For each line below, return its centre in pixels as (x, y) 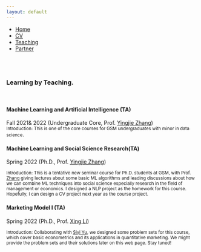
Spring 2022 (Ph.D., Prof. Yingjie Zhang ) (56, 162)
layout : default (27, 12)
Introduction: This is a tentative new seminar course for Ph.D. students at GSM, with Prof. (99, 173)
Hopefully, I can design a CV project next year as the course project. (77, 194)
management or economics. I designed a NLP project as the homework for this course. (96, 189)
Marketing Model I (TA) (36, 207)
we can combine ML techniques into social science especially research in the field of (94, 184)
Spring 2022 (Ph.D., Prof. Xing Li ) (48, 221)
